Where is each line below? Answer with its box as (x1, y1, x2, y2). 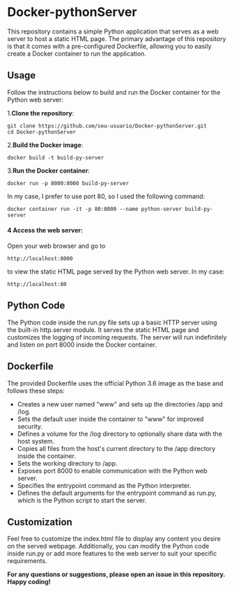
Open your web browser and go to (7, 242, 106, 250)
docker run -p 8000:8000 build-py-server (7, 180, 130, 187)
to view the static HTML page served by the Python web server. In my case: (7, 267, 225, 276)
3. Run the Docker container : (7, 166, 91, 175)
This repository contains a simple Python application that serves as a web (7, 27, 219, 35)
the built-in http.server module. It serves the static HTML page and (7, 325, 199, 334)
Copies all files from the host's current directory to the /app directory (17, 444, 216, 452)
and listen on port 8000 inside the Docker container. (7, 340, 157, 349)
